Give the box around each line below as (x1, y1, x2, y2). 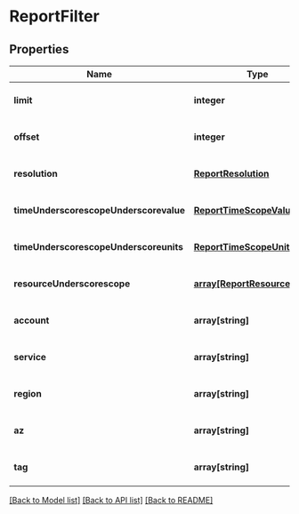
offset (13, 131, 40, 143)
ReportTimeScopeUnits (193, 241, 295, 253)
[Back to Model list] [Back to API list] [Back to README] (9, 495, 214, 505)
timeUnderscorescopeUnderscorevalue (13, 205, 185, 216)
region (13, 388, 42, 399)
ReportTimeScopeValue (193, 205, 296, 216)
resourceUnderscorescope (13, 277, 131, 290)
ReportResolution (193, 167, 270, 180)
